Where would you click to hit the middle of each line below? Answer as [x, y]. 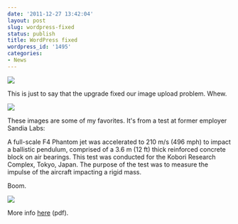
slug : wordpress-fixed [41, 27]
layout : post [27, 21]
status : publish [31, 34]
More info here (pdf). [38, 213]
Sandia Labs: [26, 128]
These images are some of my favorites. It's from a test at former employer [117, 121]
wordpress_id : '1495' [39, 47]
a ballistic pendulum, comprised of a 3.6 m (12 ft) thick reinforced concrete [117, 149]
